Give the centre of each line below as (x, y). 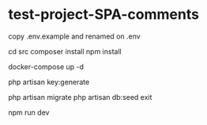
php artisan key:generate (49, 82)
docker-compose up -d (46, 66)
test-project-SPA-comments (104, 15)
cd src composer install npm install (65, 51)
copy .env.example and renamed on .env (74, 36)
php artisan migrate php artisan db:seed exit (80, 97)
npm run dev (29, 112)
